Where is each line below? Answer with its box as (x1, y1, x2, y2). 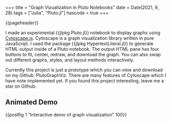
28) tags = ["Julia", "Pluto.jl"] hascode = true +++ (5, 10, 109, 16)
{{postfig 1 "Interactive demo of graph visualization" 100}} (5, 111, 127, 117)
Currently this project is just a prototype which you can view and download (5, 67, 163, 73)
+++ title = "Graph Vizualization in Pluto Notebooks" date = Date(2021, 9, (5, 5, 159, 10)
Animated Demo (5, 98, 58, 107)
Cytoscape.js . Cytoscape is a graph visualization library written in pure (5, 35, 154, 41)
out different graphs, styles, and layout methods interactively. (5, 57, 134, 63)
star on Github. (5, 83, 37, 89)
